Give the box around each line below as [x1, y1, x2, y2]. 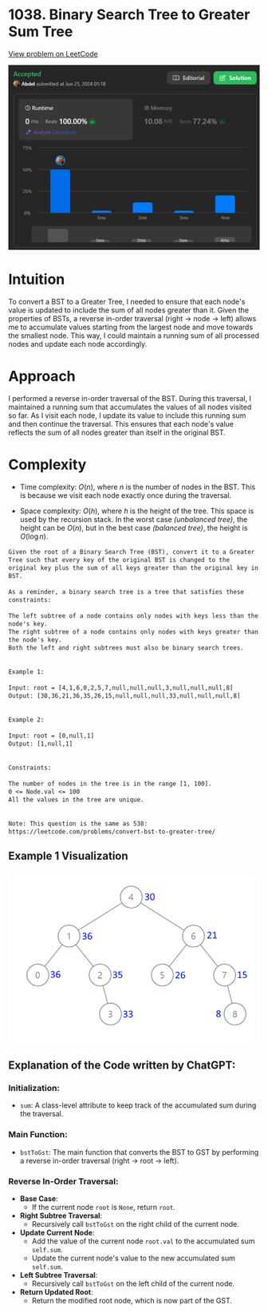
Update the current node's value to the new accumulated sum [31, 1253, 235, 1263]
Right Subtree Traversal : [19, 1211, 102, 1220]
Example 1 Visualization [8, 849, 129, 863]
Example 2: [8, 715, 45, 724]
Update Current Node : [19, 1228, 95, 1237]
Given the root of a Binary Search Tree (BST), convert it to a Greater [8, 547, 255, 556]
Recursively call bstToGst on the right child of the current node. [31, 1219, 239, 1228]
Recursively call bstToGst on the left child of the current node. [31, 1279, 235, 1288]
